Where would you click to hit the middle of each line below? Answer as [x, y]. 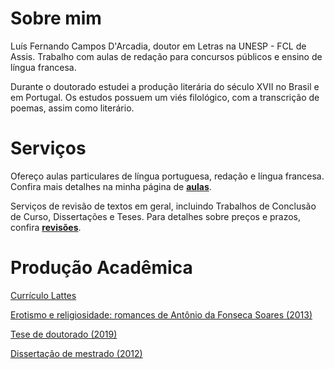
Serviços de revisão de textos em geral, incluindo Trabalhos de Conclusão [163, 206]
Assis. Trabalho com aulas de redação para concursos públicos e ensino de [166, 56]
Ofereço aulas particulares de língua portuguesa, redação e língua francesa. [167, 176]
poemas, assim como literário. [72, 108]
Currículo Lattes [43, 295]
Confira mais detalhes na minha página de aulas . [111, 186]
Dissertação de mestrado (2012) [76, 353]
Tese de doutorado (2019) [64, 334]
